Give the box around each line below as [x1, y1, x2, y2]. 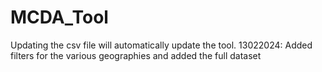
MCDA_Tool [10, 6, 109, 29]
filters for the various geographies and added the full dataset [10, 49, 262, 61]
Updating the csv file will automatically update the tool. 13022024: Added [10, 39, 313, 51]
